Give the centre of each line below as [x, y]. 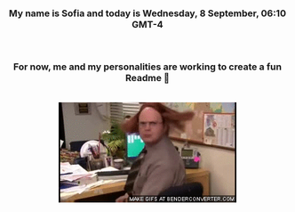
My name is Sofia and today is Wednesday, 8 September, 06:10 [147, 13]
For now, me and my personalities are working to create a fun [147, 67]
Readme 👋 [147, 78]
